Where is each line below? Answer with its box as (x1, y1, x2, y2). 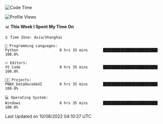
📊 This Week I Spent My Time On (5, 24, 74, 29)
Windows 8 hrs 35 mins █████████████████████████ (5, 101, 158, 106)
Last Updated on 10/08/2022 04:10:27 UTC (5, 113, 91, 119)
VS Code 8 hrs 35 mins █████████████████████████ (5, 65, 158, 70)
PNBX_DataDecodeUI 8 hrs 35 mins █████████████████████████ (5, 82, 158, 87)
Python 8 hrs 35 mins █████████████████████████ (5, 48, 158, 53)
